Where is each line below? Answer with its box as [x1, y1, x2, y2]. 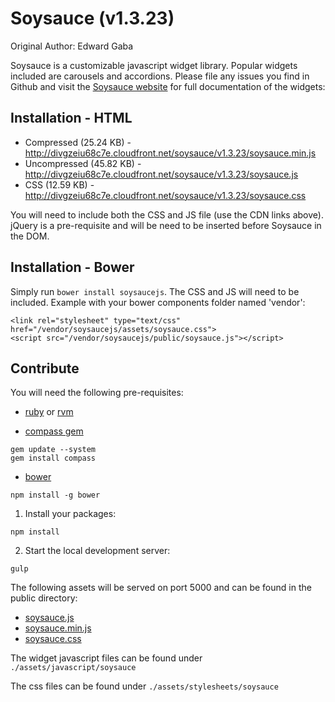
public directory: [10, 592, 78, 604]
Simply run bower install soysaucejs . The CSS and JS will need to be [10, 285, 300, 297]
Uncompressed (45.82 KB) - [24, 157, 142, 169]
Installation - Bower [10, 259, 135, 276]
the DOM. [10, 230, 50, 242]
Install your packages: [24, 508, 117, 520]
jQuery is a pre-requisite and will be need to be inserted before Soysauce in [10, 219, 322, 231]
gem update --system [10, 445, 97, 455]
